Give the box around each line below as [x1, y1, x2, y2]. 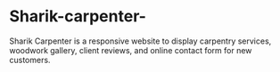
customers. [9, 54, 51, 65]
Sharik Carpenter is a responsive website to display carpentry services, [9, 36, 272, 46]
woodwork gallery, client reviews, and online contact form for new [9, 44, 252, 55]
